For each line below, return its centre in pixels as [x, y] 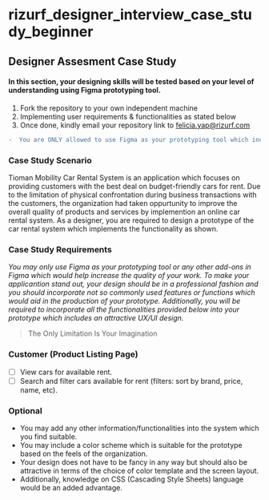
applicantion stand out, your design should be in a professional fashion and [133, 284]
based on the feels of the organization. [84, 454]
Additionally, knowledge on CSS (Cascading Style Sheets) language [132, 479]
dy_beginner [51, 32]
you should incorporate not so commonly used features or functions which [132, 292]
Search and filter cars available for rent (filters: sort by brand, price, [131, 381]
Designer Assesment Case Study [92, 61]
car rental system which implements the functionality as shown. [113, 228]
